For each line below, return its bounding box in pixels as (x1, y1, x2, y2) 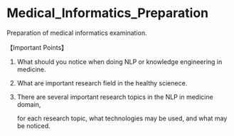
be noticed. (16, 121, 50, 130)
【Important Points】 (6, 43, 68, 51)
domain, (16, 100, 41, 108)
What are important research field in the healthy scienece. (16, 78, 188, 87)
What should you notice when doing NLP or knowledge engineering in (16, 57, 223, 66)
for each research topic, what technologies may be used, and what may (16, 114, 228, 122)
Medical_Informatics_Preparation (6, 5, 209, 21)
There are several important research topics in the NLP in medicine (16, 93, 214, 101)
